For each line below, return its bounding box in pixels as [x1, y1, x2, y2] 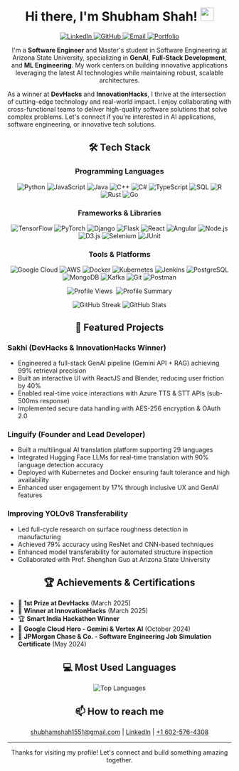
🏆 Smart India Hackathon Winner [17, 615, 119, 623]
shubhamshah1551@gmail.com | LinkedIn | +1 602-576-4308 [30, 728, 209, 736]
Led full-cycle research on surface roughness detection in [17, 525, 188, 533]
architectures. [99, 75, 140, 85]
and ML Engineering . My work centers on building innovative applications [11, 60, 228, 69]
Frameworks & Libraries [78, 208, 161, 218]
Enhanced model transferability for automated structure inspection [17, 548, 213, 556]
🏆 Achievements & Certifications [43, 576, 196, 588]
